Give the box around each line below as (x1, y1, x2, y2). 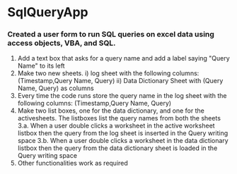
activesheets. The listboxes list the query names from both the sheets (17, 114, 221, 123)
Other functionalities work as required (17, 159, 129, 168)
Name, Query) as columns (17, 84, 94, 92)
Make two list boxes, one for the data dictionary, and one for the (17, 106, 205, 115)
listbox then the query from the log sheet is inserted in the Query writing (17, 129, 229, 137)
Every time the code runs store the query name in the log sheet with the (17, 92, 227, 100)
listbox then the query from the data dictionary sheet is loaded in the (17, 144, 218, 152)
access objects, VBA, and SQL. (7, 38, 116, 48)
